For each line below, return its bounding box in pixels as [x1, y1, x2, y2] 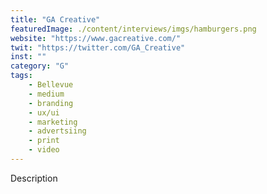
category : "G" [10, 61, 70, 71]
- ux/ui [28, 107, 60, 118]
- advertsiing [28, 126, 87, 136]
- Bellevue [28, 80, 74, 90]
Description [10, 172, 58, 184]
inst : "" [10, 52, 47, 62]
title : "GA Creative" [10, 14, 101, 25]
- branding [28, 98, 74, 108]
